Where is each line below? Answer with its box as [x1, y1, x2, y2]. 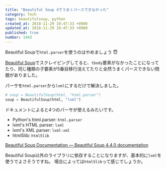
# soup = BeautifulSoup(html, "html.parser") [5, 92, 101, 97]
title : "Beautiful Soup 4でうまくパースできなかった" [5, 7, 109, 12]
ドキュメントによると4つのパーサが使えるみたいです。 [5, 107, 116, 113]
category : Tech [5, 12, 37, 17]
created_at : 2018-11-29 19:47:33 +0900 [5, 21, 88, 26]
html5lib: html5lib [12, 132, 50, 138]
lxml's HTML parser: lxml [12, 122, 65, 128]
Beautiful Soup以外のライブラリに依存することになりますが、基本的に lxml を [5, 152, 162, 158]
